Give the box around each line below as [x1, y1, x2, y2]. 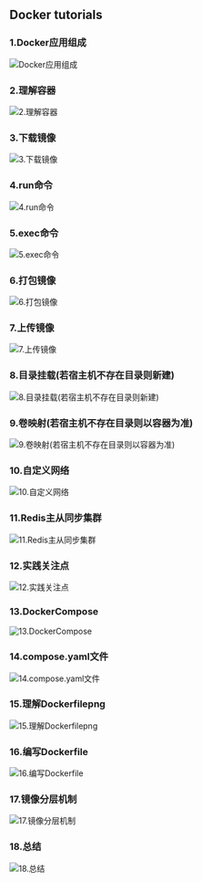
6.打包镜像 [9, 274, 56, 287]
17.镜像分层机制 [9, 793, 77, 806]
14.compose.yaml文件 [9, 650, 109, 663]
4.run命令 [9, 179, 53, 192]
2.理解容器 [9, 84, 56, 97]
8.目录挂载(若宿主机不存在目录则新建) [9, 369, 175, 382]
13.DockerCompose [9, 604, 99, 617]
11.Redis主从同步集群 [9, 511, 102, 524]
